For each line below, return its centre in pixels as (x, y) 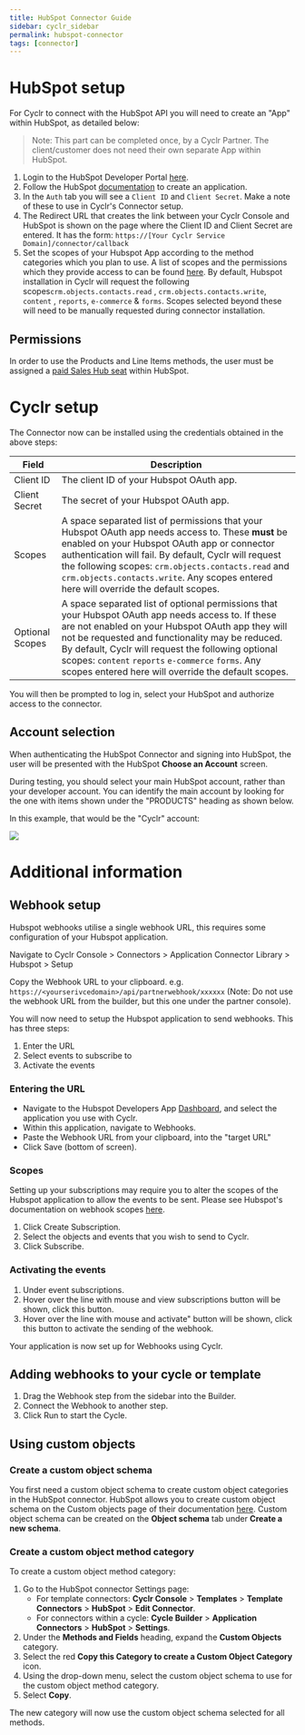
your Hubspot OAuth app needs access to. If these (169, 615)
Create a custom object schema (81, 1470)
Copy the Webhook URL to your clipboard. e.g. (97, 981)
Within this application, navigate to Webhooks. (109, 1128)
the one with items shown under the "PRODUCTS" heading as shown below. (152, 801)
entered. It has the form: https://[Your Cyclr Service (123, 235)
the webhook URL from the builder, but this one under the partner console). (150, 1001)
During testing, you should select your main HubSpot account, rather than (148, 781)
